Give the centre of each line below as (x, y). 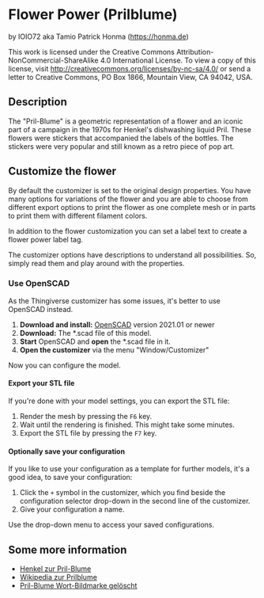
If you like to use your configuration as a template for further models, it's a (129, 469)
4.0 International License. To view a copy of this (178, 60)
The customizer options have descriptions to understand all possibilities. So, (132, 254)
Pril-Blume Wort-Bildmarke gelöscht (78, 586)
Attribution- (195, 51)
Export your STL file (41, 383)
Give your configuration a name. (72, 509)
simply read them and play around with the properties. (96, 263)
